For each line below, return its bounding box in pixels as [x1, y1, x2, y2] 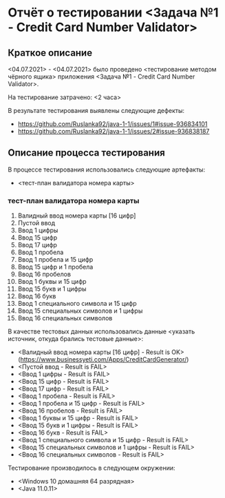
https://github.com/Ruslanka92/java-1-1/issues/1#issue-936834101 [17, 120, 208, 128]
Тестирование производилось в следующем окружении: [8, 464, 175, 473]
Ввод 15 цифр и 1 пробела [17, 263, 94, 271]
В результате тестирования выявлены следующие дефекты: [8, 107, 185, 114]
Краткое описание [8, 47, 92, 59]
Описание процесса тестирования [8, 147, 166, 159]
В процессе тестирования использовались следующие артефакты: [8, 165, 206, 174]
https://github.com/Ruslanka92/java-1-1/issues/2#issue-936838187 [17, 127, 210, 135]
